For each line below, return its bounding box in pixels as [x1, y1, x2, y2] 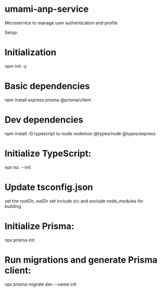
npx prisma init [4, 237, 35, 243]
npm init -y [4, 63, 27, 69]
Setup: [4, 29, 18, 35]
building [4, 203, 21, 209]
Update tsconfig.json [4, 182, 93, 193]
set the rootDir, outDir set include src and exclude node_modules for [4, 198, 144, 204]
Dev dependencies [4, 114, 83, 125]
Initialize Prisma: [4, 220, 75, 232]
